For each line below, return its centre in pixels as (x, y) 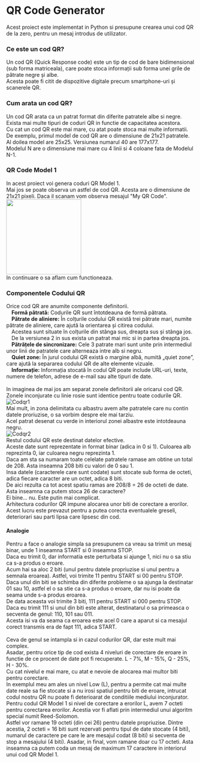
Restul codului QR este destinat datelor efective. (66, 440)
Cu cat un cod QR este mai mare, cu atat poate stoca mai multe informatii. (97, 129)
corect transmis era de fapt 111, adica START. (62, 627)
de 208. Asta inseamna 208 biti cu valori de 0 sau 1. (70, 466)
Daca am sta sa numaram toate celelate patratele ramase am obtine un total (99, 460)
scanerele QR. (24, 88)
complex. (18, 646)
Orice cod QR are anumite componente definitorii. (67, 306)
